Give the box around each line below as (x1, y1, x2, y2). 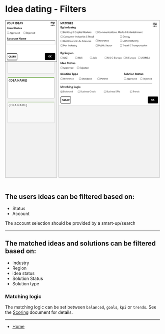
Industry (12, 260, 29, 266)
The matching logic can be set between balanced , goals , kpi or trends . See (5, 304, 157, 310)
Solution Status (12, 275, 43, 281)
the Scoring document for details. (5, 309, 73, 315)
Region (12, 265, 27, 271)
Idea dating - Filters (5, 3, 87, 15)
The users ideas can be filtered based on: (5, 192, 135, 201)
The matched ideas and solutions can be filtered (5, 239, 156, 247)
